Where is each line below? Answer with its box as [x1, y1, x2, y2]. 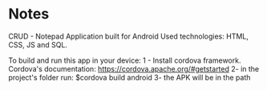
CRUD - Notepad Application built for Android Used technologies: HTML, [8, 31, 249, 41]
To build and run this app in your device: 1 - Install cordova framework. [8, 55, 241, 65]
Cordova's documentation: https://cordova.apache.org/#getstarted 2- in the [8, 63, 260, 73]
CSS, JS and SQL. [8, 39, 68, 49]
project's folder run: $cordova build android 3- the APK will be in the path [8, 72, 251, 82]
